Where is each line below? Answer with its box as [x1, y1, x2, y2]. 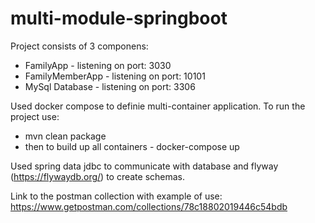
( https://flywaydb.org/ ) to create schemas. [10, 170, 186, 182]
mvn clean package [24, 130, 107, 142]
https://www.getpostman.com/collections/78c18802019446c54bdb [10, 200, 288, 212]
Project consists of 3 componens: [10, 40, 149, 52]
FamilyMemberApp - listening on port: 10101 [24, 70, 206, 82]
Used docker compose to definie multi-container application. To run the [10, 100, 306, 112]
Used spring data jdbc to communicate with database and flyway [10, 160, 279, 172]
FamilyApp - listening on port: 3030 [24, 59, 172, 71]
